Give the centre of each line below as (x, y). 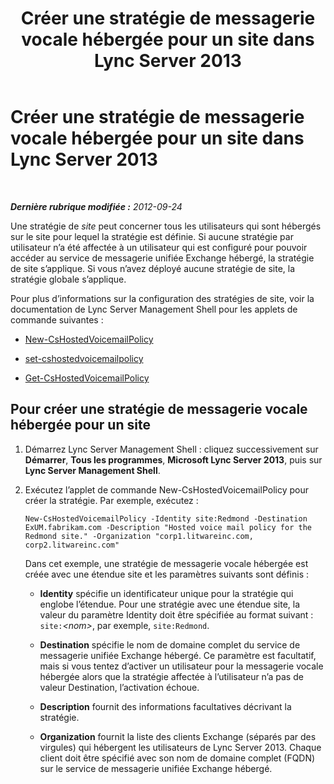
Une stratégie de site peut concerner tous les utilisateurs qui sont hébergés (166, 226)
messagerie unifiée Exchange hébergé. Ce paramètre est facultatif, (178, 655)
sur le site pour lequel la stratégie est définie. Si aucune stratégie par (152, 236)
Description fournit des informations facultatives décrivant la (165, 706)
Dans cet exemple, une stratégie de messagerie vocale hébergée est (166, 563)
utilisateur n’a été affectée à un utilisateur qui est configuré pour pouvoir (159, 247)
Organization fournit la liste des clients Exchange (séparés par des (178, 736)
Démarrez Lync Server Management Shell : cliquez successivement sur (171, 449)
